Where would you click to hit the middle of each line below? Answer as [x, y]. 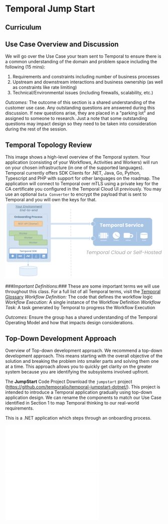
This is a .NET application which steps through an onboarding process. [78, 418]
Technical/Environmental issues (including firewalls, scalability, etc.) [83, 93]
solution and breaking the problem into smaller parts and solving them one [82, 361]
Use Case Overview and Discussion [62, 44]
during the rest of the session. [36, 129]
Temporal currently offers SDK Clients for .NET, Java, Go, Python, [73, 173]
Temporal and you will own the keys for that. [51, 200]
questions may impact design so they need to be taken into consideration [81, 124]
